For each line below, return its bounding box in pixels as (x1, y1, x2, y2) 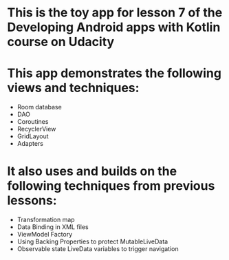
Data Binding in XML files (17, 223, 89, 231)
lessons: (7, 193, 57, 208)
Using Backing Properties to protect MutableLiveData (17, 237, 168, 246)
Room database (17, 103, 62, 111)
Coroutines (17, 118, 49, 126)
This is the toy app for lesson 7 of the (7, 5, 223, 21)
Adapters (17, 140, 43, 148)
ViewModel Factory (17, 230, 73, 239)
